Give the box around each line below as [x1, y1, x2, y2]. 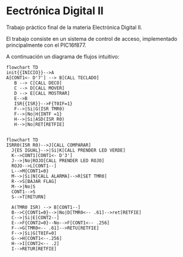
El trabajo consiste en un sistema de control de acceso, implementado [6, 35, 178, 42]
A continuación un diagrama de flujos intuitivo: [6, 53, 120, 60]
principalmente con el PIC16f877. [6, 41, 86, 49]
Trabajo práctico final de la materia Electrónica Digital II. [6, 24, 143, 31]
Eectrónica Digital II [6, 4, 104, 18]
